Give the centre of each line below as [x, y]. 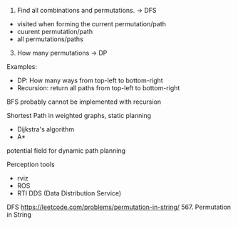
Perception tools [31, 164]
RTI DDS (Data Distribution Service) [69, 193]
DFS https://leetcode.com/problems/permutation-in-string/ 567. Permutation [119, 207]
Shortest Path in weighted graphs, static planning [79, 115]
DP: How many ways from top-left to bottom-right [90, 80]
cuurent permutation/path [55, 32]
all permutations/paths [50, 39]
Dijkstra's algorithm [46, 129]
